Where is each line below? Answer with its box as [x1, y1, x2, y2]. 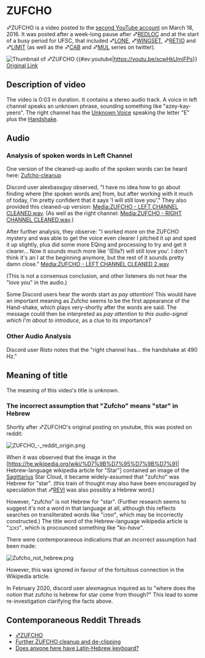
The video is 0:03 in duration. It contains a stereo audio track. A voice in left [6, 95, 198, 103]
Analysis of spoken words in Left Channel [6, 151, 133, 160]
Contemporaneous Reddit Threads [6, 615, 141, 626]
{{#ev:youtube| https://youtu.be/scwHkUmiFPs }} [76, 55, 198, 62]
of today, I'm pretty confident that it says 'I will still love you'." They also [6, 196, 187, 204]
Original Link [6, 62, 39, 69]
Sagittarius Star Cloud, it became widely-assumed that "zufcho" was [6, 473, 179, 480]
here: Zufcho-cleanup [6, 172, 62, 179]
